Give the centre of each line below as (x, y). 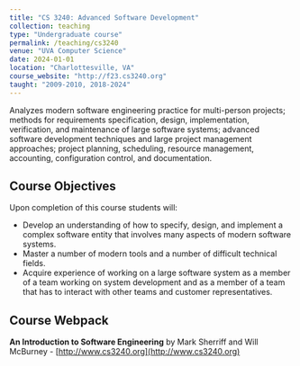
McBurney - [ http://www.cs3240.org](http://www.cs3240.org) (125, 352)
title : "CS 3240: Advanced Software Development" (105, 18)
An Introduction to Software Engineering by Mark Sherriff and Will (134, 342)
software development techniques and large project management (131, 138)
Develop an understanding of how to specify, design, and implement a (153, 225)
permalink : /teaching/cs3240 (64, 43)
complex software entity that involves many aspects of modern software (157, 235)
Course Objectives (63, 187)
